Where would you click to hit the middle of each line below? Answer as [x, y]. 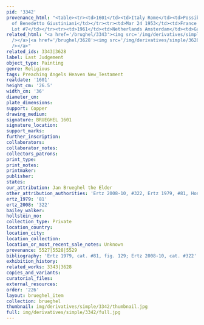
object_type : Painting [35, 63]
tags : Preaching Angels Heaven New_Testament [65, 74]
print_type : [21, 159]
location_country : [29, 227]
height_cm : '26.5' [29, 86]
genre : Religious [28, 69]
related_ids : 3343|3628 [36, 52]
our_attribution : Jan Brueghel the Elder [59, 188]
